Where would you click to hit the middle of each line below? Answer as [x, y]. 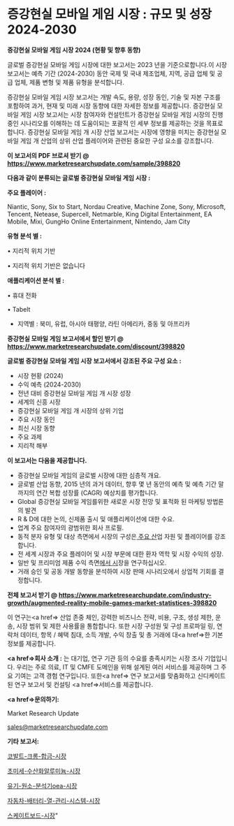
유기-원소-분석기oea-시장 [42, 785]
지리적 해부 [32, 445]
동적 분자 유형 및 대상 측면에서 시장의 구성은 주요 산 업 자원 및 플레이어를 [115, 536]
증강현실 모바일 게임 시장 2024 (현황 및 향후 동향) [74, 50]
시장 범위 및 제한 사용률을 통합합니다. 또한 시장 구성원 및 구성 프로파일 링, [116, 625]
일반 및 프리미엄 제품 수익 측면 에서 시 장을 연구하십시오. [92, 563]
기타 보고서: [23, 741]
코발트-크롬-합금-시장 [37, 756]
